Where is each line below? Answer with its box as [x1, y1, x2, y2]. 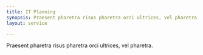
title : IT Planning [6, 8, 56, 15]
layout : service [6, 20, 47, 26]
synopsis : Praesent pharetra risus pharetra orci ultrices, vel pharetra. [6, 15, 200, 21]
